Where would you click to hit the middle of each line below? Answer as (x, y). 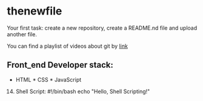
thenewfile (35, 11)
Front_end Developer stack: (60, 65)
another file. (22, 34)
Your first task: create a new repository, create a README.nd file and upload (102, 28)
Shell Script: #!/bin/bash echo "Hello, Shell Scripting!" (83, 91)
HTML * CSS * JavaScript (48, 79)
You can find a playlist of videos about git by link (67, 46)
